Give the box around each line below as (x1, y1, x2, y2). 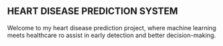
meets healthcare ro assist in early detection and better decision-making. (7, 31, 216, 39)
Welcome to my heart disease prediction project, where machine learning (7, 23, 217, 32)
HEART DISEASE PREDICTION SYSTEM (7, 5, 179, 17)
